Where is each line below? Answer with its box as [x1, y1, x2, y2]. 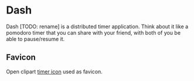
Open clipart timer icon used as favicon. [6, 68, 103, 75]
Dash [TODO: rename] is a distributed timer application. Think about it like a [6, 23, 189, 30]
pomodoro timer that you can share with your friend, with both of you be [6, 29, 181, 36]
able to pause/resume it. [6, 35, 65, 42]
